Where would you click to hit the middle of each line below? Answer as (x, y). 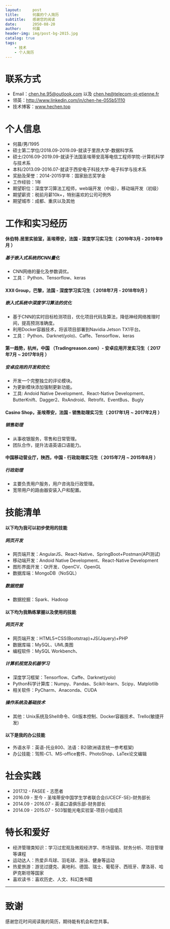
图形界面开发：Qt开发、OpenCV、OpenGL (57, 567)
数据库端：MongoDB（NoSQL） (46, 573)
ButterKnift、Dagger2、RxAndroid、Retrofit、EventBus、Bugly (78, 400)
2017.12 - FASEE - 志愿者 (38, 791)
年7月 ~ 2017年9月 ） (27, 354)
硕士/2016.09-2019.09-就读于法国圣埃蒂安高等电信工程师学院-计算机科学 (88, 157)
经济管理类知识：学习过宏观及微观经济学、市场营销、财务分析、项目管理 (88, 847)
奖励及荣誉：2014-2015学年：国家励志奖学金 (59, 176)
